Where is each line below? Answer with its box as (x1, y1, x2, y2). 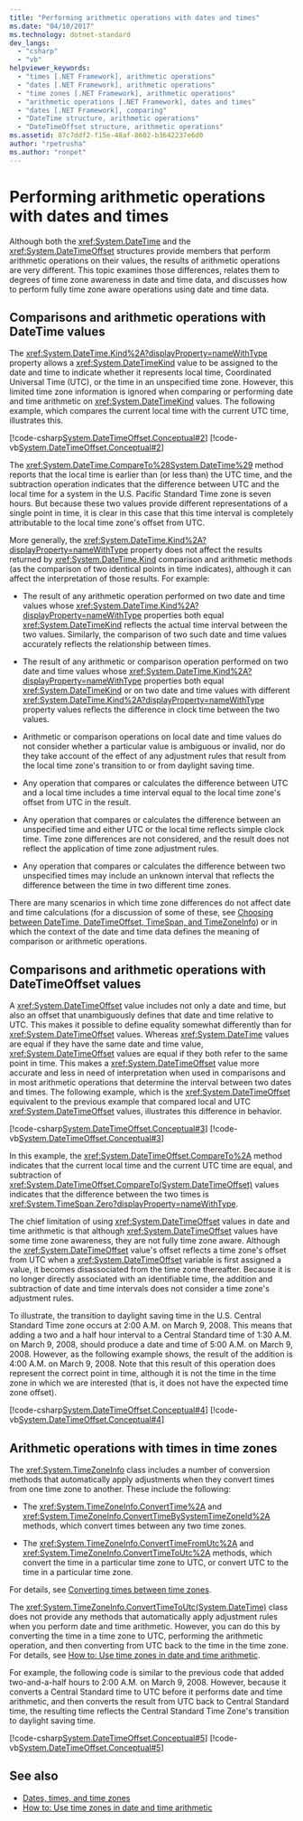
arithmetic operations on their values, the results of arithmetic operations (9, 255, 280, 266)
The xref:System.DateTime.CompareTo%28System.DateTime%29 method (9, 460, 284, 471)
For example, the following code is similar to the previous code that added (9, 1667, 284, 1677)
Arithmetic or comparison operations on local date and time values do (22, 731, 282, 742)
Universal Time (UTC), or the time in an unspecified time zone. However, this (9, 377, 294, 388)
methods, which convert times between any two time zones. (22, 1520, 247, 1531)
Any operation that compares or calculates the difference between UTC (22, 778, 289, 789)
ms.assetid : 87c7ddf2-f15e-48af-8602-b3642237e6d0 (9, 131, 204, 140)
